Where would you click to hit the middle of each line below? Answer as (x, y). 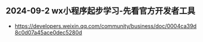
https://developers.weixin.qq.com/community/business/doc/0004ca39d (105, 26)
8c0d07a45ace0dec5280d (48, 32)
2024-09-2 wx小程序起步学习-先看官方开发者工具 (101, 11)
